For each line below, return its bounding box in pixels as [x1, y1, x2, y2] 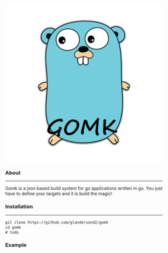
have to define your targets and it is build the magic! [5, 190, 112, 196]
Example [5, 241, 27, 248]
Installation [5, 203, 33, 210]
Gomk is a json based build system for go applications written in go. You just [5, 185, 162, 191]
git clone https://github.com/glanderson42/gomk [5, 219, 108, 225]
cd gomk [5, 224, 21, 230]
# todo [5, 229, 19, 235]
